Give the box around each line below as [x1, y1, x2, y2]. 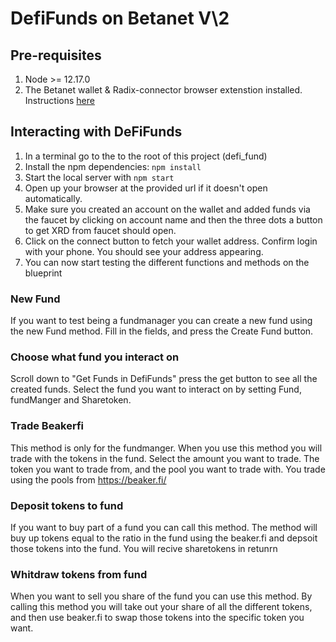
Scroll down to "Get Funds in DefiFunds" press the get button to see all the [10, 373, 318, 385]
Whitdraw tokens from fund [10, 567, 148, 581]
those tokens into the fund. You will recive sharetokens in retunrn [10, 543, 278, 554]
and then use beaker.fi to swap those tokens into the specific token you [10, 612, 305, 624]
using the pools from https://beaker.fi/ [10, 473, 167, 486]
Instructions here [24, 95, 95, 106]
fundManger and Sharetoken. [10, 394, 132, 406]
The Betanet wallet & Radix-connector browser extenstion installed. [24, 84, 303, 96]
